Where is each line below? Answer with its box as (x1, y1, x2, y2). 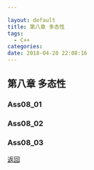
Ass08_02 (7, 119, 44, 129)
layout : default (7, 16, 56, 23)
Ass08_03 (7, 138, 44, 148)
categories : (7, 43, 43, 51)
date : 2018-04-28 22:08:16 (7, 50, 88, 57)
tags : (7, 30, 23, 37)
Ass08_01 (7, 100, 43, 110)
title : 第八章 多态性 (7, 23, 66, 31)
